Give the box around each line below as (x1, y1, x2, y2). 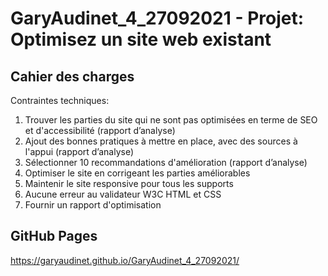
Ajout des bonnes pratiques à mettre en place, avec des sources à (24, 135, 298, 147)
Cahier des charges (10, 68, 135, 85)
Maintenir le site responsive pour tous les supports (24, 178, 234, 189)
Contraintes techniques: (10, 95, 110, 106)
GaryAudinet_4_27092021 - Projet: (10, 7, 305, 30)
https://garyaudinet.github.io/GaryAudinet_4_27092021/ (10, 254, 240, 266)
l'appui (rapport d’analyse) (24, 146, 135, 157)
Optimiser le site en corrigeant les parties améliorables (24, 167, 251, 179)
